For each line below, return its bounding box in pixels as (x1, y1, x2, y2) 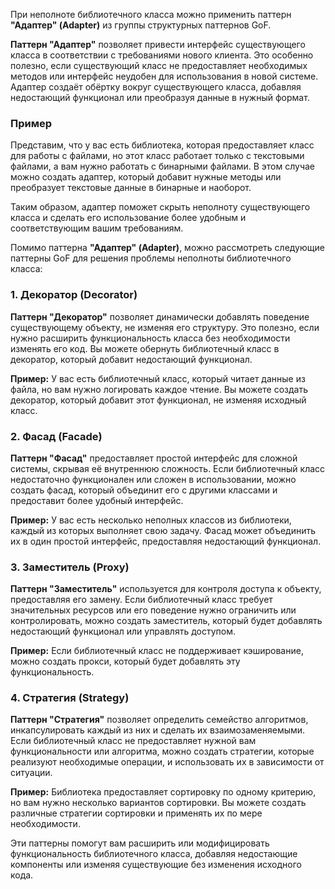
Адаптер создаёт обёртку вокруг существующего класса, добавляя (10, 81, 302, 93)
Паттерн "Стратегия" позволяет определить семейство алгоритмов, (10, 714, 309, 726)
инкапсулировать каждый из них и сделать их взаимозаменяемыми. (10, 724, 306, 736)
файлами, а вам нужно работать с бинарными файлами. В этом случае (10, 160, 315, 173)
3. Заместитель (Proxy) (10, 560, 130, 574)
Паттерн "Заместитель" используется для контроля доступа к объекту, (10, 583, 322, 595)
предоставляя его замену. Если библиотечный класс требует (10, 594, 273, 606)
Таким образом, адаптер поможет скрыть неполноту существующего (10, 201, 311, 213)
